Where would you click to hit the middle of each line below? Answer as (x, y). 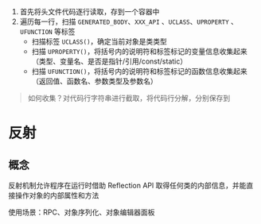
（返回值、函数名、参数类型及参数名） (94, 81)
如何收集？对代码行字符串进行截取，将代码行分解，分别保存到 (129, 98)
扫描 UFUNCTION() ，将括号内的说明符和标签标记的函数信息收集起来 (140, 71)
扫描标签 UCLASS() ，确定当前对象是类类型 (99, 41)
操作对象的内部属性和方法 (57, 195)
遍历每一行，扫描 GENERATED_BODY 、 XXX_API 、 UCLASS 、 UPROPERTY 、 (129, 21)
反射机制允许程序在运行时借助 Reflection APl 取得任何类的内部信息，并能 (127, 185)
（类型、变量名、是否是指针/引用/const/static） (109, 61)
